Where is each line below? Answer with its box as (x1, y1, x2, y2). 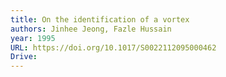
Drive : (10, 52, 38, 62)
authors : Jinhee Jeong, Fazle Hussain (10, 24, 172, 34)
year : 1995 (10, 33, 56, 43)
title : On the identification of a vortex (10, 14, 190, 25)
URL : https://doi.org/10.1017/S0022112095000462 (10, 42, 217, 53)
